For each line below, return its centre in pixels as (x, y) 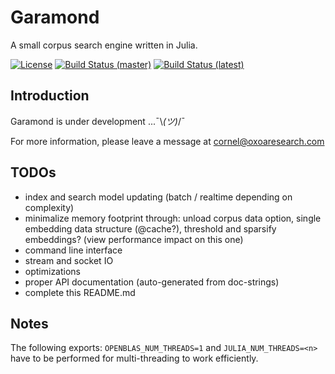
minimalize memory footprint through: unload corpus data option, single (173, 218)
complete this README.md (80, 292)
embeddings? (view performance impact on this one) (134, 239)
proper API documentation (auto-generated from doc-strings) (152, 282)
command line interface (73, 250)
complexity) (49, 207)
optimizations (53, 271)
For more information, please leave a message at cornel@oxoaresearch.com (167, 141)
